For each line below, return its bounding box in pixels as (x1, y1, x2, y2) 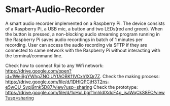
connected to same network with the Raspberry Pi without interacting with (5, 47, 161, 53)
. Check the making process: (99, 73, 160, 79)
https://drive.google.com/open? (5, 67, 72, 74)
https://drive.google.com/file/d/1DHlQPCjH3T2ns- (5, 79, 110, 85)
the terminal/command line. (5, 52, 63, 59)
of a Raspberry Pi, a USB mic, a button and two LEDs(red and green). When (5, 25, 163, 31)
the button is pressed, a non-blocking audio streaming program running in (5, 31, 160, 37)
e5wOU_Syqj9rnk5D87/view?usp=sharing (5, 84, 92, 90)
